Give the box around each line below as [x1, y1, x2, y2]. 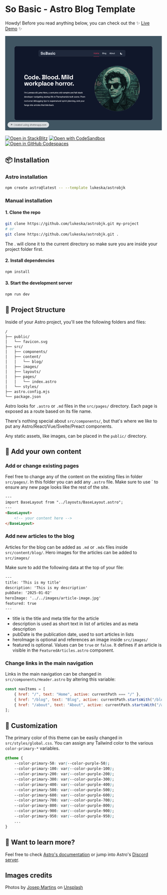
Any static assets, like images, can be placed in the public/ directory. [5, 433, 148, 439]
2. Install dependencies [5, 257, 55, 263]
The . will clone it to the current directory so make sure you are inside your [5, 241, 158, 247]
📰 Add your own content [5, 447, 82, 456]
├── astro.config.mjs [5, 389, 50, 394]
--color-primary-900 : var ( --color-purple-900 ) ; [14, 809, 114, 814]
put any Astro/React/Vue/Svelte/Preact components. [5, 423, 113, 429]
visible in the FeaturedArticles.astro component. [12, 647, 114, 653]
